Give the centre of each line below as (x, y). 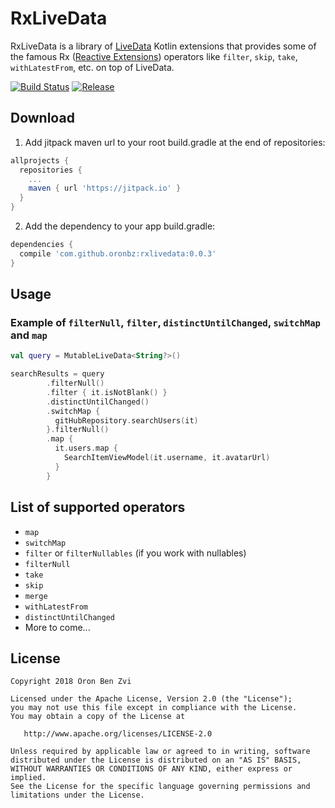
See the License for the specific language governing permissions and (160, 787)
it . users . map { (86, 448)
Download (42, 118)
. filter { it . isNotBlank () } (107, 392)
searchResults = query (57, 374)
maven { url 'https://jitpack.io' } (105, 188)
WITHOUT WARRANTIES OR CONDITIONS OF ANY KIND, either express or (151, 769)
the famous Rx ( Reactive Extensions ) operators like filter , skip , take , (154, 56)
